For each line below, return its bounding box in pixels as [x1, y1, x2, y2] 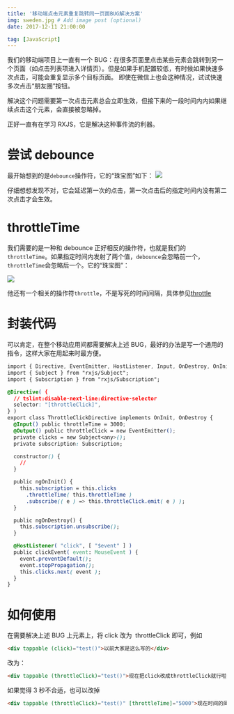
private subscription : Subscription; [13, 440, 123, 447]
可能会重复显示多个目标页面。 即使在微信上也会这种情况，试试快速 [31, 73, 223, 82]
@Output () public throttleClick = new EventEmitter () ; [13, 427, 176, 434]
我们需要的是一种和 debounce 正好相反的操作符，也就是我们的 [7, 244, 187, 252]
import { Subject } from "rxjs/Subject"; [7, 369, 130, 376]
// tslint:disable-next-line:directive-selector [13, 395, 157, 402]
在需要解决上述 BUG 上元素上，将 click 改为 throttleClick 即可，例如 [7, 631, 203, 639]
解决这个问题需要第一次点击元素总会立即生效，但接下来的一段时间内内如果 [7, 97, 221, 105]
